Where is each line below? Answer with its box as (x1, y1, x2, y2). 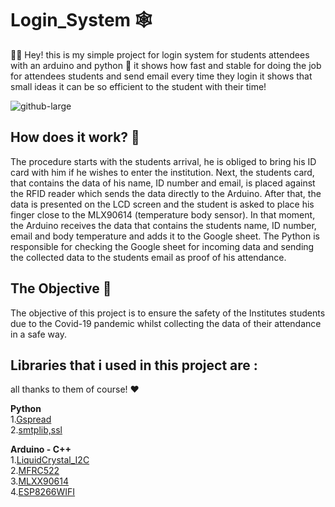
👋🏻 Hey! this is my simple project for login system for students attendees (10, 48, 310, 61)
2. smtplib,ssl (10, 424, 63, 436)
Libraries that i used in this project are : (10, 357, 258, 374)
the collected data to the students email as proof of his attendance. (10, 251, 287, 263)
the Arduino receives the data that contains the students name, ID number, (10, 219, 317, 231)
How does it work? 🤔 (10, 129, 140, 146)
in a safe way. (10, 328, 67, 340)
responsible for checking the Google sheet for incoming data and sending (10, 240, 315, 252)
